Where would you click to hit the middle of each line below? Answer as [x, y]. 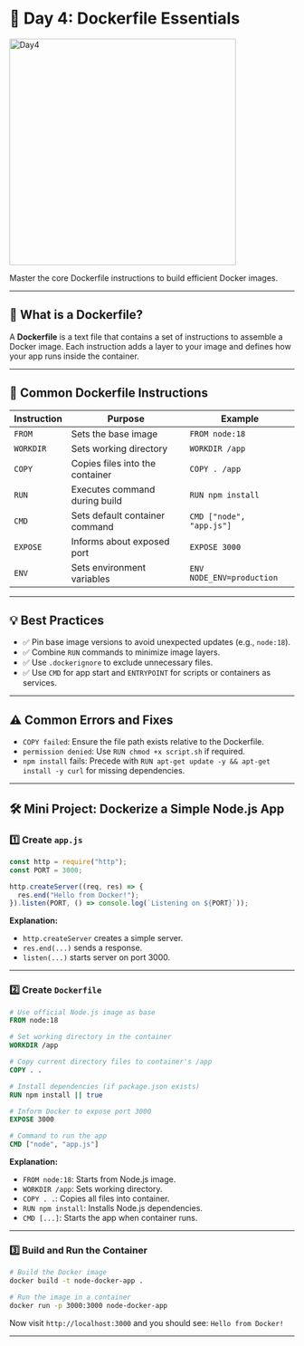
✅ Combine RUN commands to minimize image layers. [121, 652]
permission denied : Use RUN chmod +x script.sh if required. [134, 752]
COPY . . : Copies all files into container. [96, 1198]
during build [96, 500]
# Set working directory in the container [90, 1037]
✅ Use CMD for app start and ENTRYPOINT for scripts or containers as [147, 673]
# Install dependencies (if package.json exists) [105, 1086]
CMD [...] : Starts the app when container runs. [110, 1218]
